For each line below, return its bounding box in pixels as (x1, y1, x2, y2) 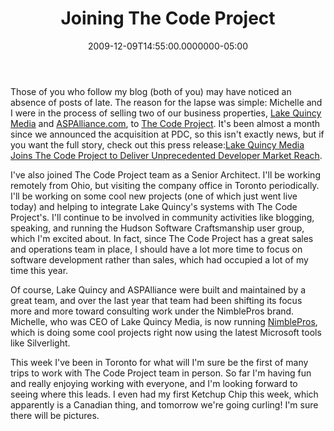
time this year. (10, 264, 69, 276)
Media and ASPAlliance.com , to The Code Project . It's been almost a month (10, 117, 321, 129)
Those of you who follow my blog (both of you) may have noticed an (10, 85, 292, 97)
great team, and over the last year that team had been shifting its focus (10, 294, 303, 306)
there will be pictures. (10, 409, 100, 421)
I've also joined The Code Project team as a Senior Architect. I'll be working (10, 168, 321, 181)
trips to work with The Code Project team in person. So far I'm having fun (10, 367, 312, 379)
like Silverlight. (10, 337, 71, 349)
